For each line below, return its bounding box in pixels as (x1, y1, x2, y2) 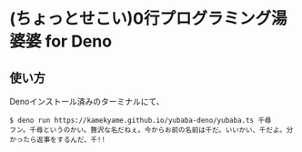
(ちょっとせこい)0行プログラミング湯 (9, 8, 287, 29)
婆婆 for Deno (9, 31, 112, 52)
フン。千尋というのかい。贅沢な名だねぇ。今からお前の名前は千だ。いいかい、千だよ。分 (9, 126, 294, 135)
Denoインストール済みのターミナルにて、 (9, 96, 165, 106)
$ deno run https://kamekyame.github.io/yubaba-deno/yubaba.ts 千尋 (9, 116, 272, 125)
